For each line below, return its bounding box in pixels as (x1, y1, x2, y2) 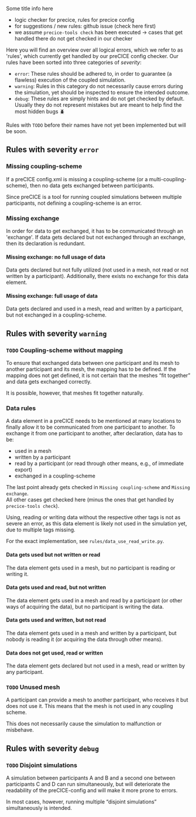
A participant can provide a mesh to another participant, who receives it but (6, 696, 188, 703)
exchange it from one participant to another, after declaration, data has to (6, 430, 183, 437)
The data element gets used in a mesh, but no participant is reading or (6, 564, 176, 571)
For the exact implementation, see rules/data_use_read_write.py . (6, 538, 164, 545)
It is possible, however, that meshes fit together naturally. (6, 389, 145, 396)
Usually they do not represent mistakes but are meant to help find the (14, 101, 182, 108)
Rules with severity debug (6, 743, 99, 753)
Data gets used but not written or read (6, 551, 101, 558)
